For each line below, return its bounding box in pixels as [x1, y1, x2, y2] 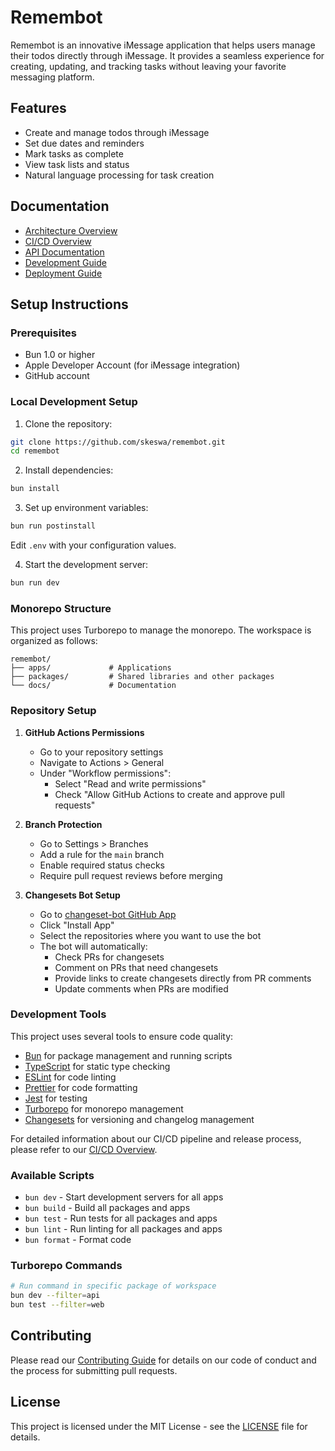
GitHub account [24, 370, 90, 382]
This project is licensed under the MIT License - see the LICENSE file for [10, 1420, 308, 1432]
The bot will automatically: [39, 940, 148, 952]
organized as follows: [10, 635, 98, 647]
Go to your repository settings [39, 746, 164, 758]
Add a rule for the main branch [39, 848, 165, 860]
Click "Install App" [39, 919, 115, 931]
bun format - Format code [24, 1234, 132, 1246]
